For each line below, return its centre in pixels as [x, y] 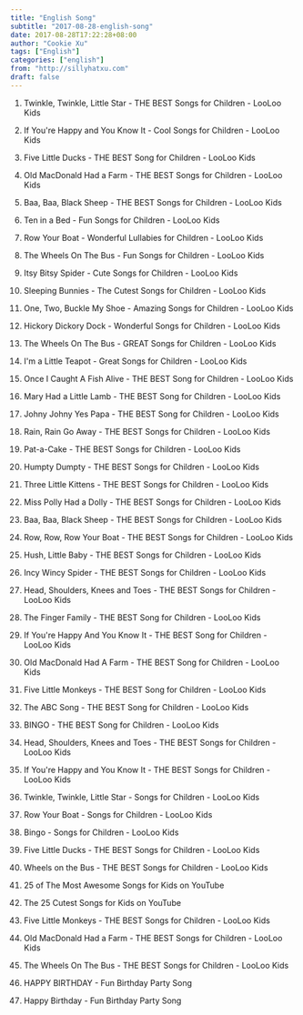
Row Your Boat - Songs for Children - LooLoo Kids [118, 814]
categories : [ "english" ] [57, 60]
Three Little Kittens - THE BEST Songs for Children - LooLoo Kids [146, 484]
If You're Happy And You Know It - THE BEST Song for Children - [145, 635]
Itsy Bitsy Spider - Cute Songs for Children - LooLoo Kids [131, 273]
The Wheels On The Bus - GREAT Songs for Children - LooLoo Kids [150, 343]
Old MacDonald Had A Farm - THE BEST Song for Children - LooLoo [151, 662]
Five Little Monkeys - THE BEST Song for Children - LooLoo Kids [145, 689]
